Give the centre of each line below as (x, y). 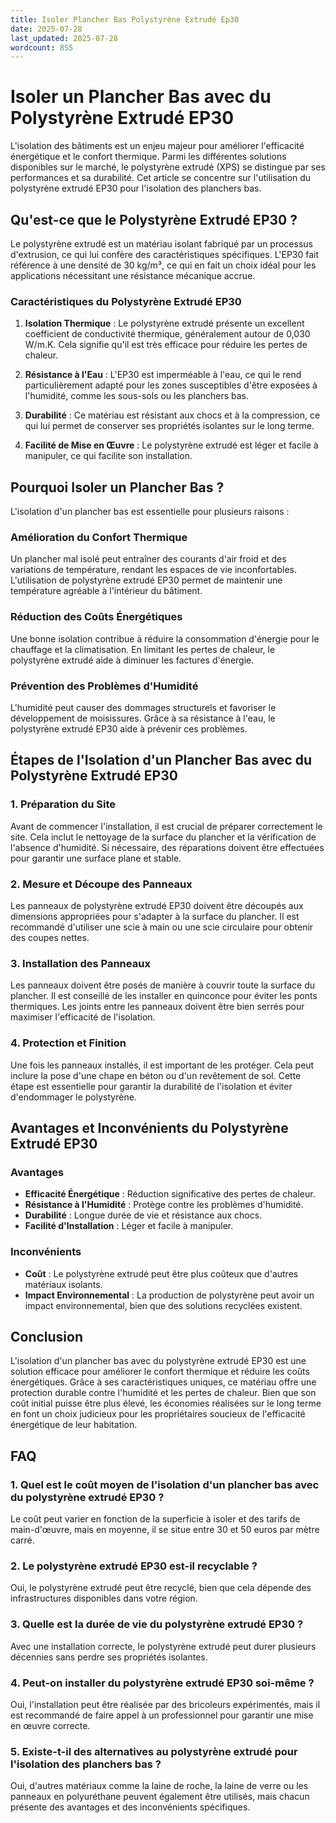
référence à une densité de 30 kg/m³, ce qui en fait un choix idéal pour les (163, 265)
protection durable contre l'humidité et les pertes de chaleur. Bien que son (163, 1393)
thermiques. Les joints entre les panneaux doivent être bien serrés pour (157, 1007)
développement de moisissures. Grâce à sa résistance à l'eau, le (143, 718)
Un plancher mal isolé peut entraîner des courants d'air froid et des (148, 559)
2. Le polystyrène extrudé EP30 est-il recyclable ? (134, 1566)
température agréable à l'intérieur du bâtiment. (106, 591)
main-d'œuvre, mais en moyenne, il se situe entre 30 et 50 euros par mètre (165, 1530)
